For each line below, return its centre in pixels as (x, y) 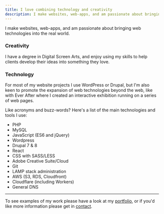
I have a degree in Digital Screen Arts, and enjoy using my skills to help (76, 56)
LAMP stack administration (39, 171)
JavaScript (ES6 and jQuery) (41, 135)
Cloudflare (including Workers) (43, 182)
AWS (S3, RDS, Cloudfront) (39, 177)
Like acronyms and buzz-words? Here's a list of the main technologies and (80, 110)
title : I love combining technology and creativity (59, 10)
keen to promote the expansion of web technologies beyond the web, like (79, 90)
